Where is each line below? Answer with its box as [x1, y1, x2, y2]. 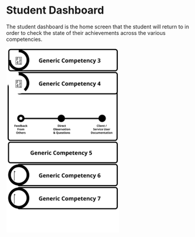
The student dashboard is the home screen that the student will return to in [6, 23, 190, 30]
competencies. [6, 35, 43, 43]
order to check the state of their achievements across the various [6, 29, 166, 36]
